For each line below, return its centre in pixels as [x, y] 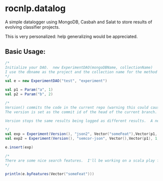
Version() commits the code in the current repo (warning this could [77, 107]
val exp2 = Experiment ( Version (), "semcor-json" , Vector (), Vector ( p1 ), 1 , [82, 139]
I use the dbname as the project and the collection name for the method [81, 72]
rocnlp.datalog [35, 8]
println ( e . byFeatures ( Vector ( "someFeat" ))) [50, 174]
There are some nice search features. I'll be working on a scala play [80, 161]
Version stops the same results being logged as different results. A [79, 121]
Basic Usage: [25, 52]
